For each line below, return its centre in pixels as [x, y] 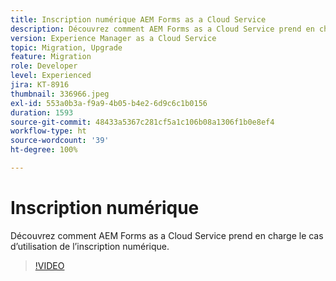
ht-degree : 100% [44, 150]
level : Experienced [51, 76]
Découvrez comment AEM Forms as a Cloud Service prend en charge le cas [167, 235]
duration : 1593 [42, 112]
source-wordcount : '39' [60, 141]
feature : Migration [51, 57]
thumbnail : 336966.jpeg [60, 94]
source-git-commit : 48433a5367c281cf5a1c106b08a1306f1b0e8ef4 [142, 122]
